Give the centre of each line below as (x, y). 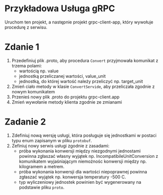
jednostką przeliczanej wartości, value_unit (62, 76)
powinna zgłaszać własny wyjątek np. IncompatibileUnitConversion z (89, 156)
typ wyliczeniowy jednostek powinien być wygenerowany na (80, 182)
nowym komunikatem (33, 91)
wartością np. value (39, 71)
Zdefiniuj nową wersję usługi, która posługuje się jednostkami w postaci (84, 135)
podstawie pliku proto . (42, 187)
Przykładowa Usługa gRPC (60, 9)
